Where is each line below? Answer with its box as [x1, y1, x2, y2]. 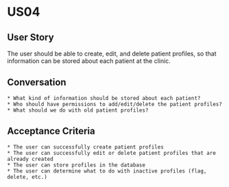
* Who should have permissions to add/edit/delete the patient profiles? [7, 101, 223, 108]
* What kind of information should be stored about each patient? [7, 95, 201, 101]
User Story [7, 32, 54, 43]
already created [7, 155, 53, 162]
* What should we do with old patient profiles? [7, 107, 149, 114]
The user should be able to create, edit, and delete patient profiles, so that [7, 49, 217, 58]
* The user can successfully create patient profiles [7, 143, 165, 151]
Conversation [7, 77, 67, 88]
